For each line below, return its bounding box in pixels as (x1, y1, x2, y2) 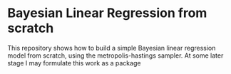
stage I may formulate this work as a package (7, 58, 141, 67)
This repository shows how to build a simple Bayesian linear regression (7, 43, 216, 52)
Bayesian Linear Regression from (7, 5, 207, 21)
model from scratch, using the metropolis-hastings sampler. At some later (7, 51, 224, 60)
